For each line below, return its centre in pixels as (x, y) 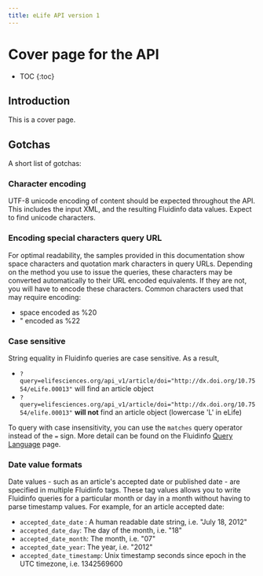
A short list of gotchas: (45, 164)
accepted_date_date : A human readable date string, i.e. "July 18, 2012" (133, 522)
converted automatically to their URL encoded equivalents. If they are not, (128, 280)
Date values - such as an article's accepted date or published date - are (124, 482)
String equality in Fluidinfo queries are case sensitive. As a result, (114, 358)
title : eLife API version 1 (54, 15)
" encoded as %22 (50, 320)
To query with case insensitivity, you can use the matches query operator (126, 428)
